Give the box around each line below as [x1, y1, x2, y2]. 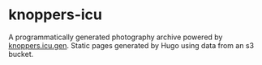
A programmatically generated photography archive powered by [8, 32, 223, 42]
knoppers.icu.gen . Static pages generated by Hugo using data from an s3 [8, 40, 254, 50]
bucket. [8, 49, 34, 59]
